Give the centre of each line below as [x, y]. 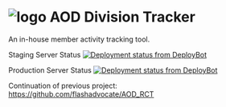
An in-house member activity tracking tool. [79, 39]
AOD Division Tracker [122, 17]
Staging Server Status [45, 54]
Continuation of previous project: [63, 85]
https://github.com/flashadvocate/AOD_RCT [81, 94]
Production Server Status [50, 70]
